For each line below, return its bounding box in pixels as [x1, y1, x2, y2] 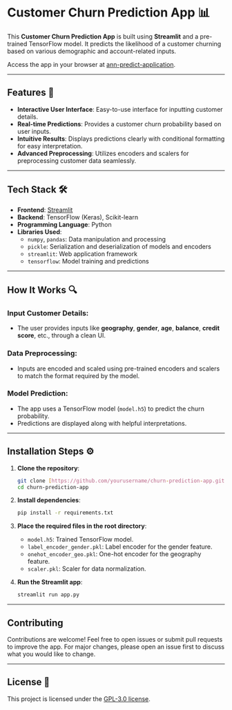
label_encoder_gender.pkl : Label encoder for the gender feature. [27, 542, 213, 551]
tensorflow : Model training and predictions [27, 257, 150, 265]
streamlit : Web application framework [27, 249, 138, 258]
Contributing [7, 617, 64, 629]
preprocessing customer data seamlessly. [17, 156, 137, 165]
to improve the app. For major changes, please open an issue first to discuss [7, 642, 225, 651]
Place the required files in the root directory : [17, 522, 147, 531]
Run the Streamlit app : [17, 578, 83, 586]
